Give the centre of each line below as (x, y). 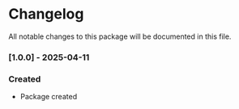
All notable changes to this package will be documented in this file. (120, 36)
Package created (49, 97)
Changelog (46, 14)
